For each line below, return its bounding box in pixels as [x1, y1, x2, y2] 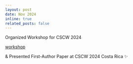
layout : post [5, 7, 32, 12]
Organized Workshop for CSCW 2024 [5, 34, 82, 40]
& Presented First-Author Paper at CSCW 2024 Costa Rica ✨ [5, 54, 128, 60]
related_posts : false [5, 21, 50, 26]
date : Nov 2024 [5, 12, 36, 17]
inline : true [5, 16, 32, 21]
